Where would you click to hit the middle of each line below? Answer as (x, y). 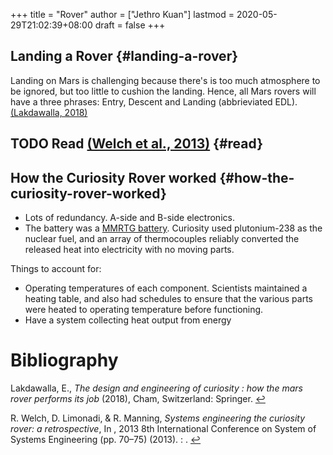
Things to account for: (56, 269)
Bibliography (64, 360)
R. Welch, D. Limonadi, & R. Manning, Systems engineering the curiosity (158, 418)
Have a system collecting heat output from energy (128, 320)
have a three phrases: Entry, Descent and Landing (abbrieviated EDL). (154, 101)
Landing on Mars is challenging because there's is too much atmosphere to (165, 80)
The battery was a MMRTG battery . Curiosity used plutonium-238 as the (173, 228)
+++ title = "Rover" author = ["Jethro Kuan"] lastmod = (122, 14)
